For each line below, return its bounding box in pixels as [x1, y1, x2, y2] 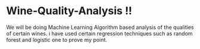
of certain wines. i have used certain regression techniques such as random [6, 30, 193, 37]
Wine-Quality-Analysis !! [6, 4, 133, 18]
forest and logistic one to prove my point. [6, 36, 107, 43]
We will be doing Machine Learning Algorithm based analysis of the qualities [6, 24, 194, 31]
